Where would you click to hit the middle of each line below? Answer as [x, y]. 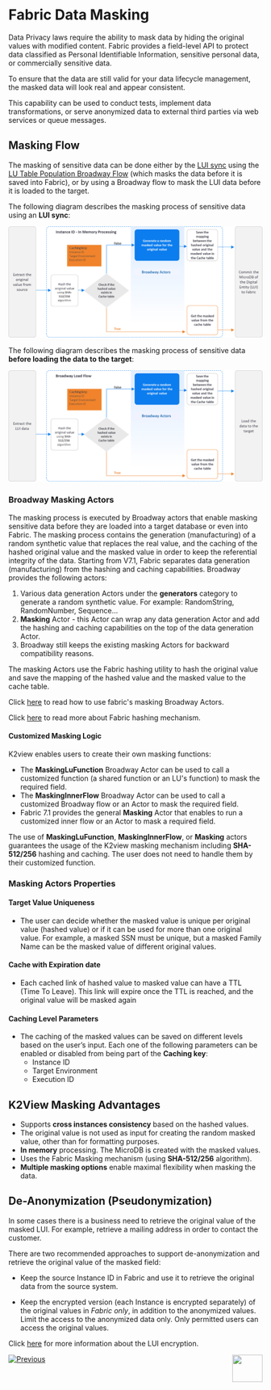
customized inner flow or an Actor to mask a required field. [118, 821]
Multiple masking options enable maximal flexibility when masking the [138, 1167]
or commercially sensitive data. [60, 63]
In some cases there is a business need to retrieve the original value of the [132, 1220]
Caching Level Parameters [54, 1018]
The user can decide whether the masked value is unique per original [135, 920]
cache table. [29, 686]
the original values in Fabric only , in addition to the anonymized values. [138, 1310]
